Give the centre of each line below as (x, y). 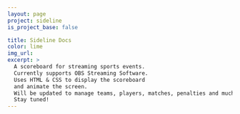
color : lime (25, 47)
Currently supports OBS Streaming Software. (81, 73)
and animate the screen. (51, 86)
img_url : (20, 53)
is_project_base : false (43, 27)
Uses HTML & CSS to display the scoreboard (79, 80)
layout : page (27, 14)
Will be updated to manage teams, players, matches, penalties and (116, 93)
